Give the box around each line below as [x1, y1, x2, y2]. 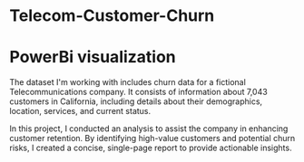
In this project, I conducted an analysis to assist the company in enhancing [9, 123, 289, 134]
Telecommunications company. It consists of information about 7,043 [9, 87, 268, 98]
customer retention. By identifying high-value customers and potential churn [9, 133, 296, 144]
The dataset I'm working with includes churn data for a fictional [9, 77, 247, 88]
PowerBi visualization [9, 47, 177, 68]
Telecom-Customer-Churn [9, 5, 215, 26]
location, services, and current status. [9, 106, 152, 117]
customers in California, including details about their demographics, [9, 96, 263, 107]
